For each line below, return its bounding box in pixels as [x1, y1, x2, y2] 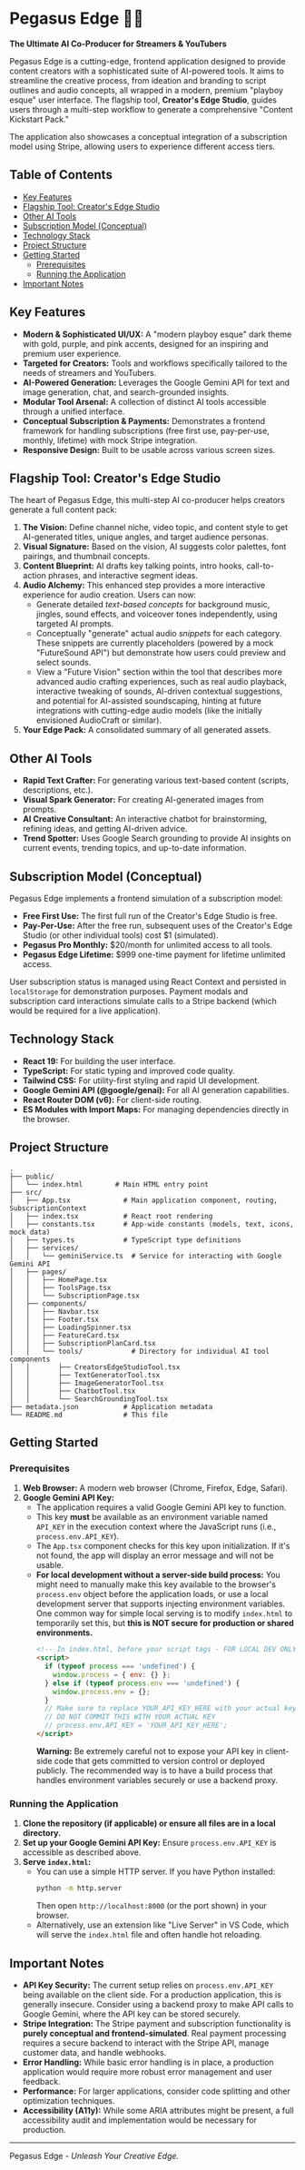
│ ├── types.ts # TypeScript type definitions [9, 1235, 242, 1245]
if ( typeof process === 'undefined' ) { [44, 1662, 195, 1672]
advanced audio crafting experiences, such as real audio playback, [35, 676, 288, 687]
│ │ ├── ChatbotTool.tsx [9, 1386, 136, 1396]
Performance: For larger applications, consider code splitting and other [22, 2086, 290, 2096]
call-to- [246, 560, 274, 571]
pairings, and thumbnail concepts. [22, 551, 151, 562]
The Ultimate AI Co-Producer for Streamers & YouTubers [9, 38, 227, 49]
